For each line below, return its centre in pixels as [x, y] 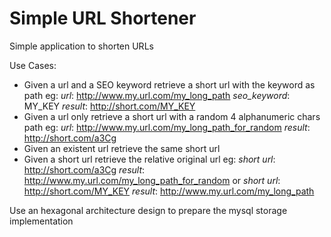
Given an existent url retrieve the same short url [122, 148]
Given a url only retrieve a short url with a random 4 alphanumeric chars [172, 116]
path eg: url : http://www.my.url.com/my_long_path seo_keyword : [157, 95]
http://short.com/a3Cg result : [84, 169]
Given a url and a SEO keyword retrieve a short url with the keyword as [169, 84]
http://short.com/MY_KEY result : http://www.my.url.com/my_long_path [169, 191]
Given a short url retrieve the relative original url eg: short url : [149, 159]
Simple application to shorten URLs [81, 46]
